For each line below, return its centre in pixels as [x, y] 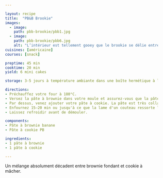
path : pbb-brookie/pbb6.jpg [42, 41]
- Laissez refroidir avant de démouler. [47, 112]
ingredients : [18, 139]
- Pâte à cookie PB [25, 130]
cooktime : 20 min [23, 68]
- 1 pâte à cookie [24, 148]
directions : [17, 90]
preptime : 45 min [23, 63]
